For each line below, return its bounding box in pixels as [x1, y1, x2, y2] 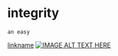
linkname [7, 40, 34, 49]
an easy [7, 28, 31, 35]
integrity [7, 5, 60, 21]
